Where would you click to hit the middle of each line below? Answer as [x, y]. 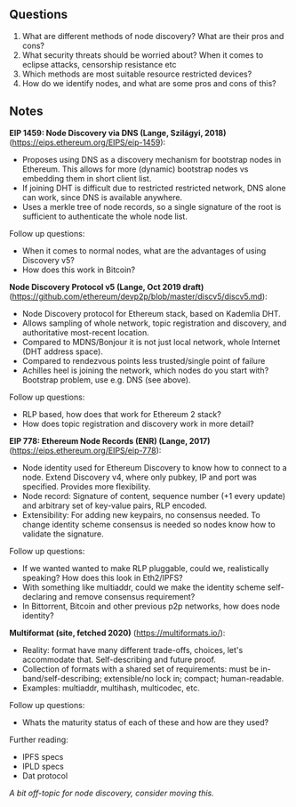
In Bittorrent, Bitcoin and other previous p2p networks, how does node [151, 606]
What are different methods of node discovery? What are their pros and [153, 36]
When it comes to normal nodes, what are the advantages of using [144, 250]
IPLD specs [43, 766]
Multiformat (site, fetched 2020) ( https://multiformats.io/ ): [117, 633]
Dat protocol [45, 775]
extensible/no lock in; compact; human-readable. [194, 678]
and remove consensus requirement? [127, 596]
